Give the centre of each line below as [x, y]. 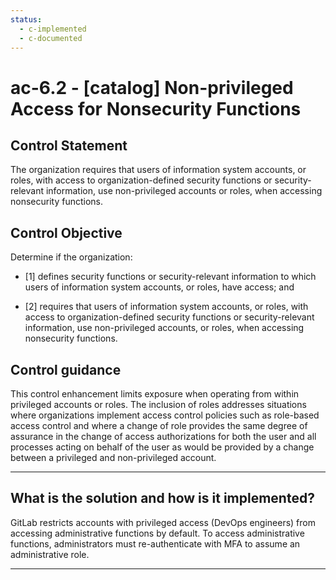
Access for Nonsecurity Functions [156, 108]
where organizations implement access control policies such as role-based [165, 415]
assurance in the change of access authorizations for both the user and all [163, 436]
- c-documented [51, 38]
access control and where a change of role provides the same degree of [159, 425]
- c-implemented [53, 29]
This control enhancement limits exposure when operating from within [155, 394]
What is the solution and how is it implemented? [162, 498]
